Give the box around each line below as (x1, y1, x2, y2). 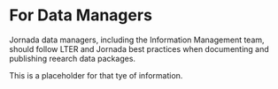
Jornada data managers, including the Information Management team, (9, 34, 265, 45)
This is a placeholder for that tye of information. (9, 70, 183, 80)
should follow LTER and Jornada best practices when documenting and (9, 43, 270, 54)
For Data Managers (9, 5, 153, 26)
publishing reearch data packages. (9, 53, 135, 63)
